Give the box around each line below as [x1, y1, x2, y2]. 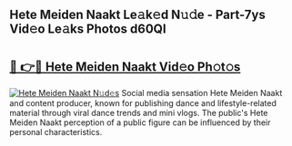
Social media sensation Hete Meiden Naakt [121, 88, 283, 98]
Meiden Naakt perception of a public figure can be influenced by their [9, 117, 271, 128]
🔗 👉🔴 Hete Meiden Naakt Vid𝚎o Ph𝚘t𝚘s [9, 59, 241, 74]
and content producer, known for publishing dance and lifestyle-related [9, 98, 277, 108]
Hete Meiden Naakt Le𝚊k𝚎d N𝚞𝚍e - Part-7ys [9, 7, 266, 23]
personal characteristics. [9, 127, 103, 137]
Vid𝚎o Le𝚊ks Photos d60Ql [9, 22, 166, 37]
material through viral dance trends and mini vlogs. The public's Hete [9, 108, 268, 118]
